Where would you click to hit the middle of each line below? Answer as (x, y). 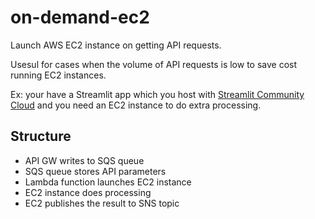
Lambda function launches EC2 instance (108, 182)
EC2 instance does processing (88, 192)
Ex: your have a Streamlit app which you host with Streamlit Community (157, 94)
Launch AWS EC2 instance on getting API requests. (116, 45)
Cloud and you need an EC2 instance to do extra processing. (136, 105)
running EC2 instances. (58, 75)
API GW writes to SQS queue (84, 160)
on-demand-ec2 (80, 17)
